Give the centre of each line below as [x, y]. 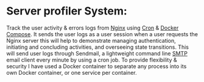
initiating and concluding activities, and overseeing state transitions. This [97, 47]
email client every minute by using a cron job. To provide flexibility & [92, 60]
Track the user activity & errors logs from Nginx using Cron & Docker [93, 28]
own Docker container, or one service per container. [72, 72]
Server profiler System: [67, 11]
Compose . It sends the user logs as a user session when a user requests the [102, 34]
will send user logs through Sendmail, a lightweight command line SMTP [97, 53]
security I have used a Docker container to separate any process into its [97, 66]
